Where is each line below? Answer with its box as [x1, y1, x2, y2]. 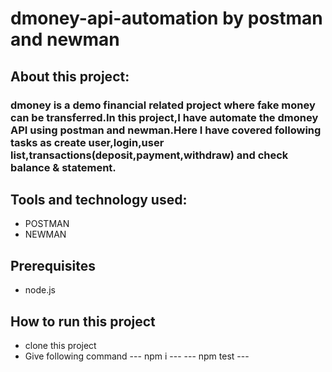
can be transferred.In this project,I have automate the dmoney [10, 110, 319, 124]
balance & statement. [10, 160, 117, 174]
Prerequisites [10, 257, 96, 274]
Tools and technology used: [10, 191, 188, 208]
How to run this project [10, 313, 156, 330]
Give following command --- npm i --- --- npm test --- [24, 350, 250, 362]
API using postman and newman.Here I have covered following [10, 123, 322, 137]
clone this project [24, 339, 97, 351]
